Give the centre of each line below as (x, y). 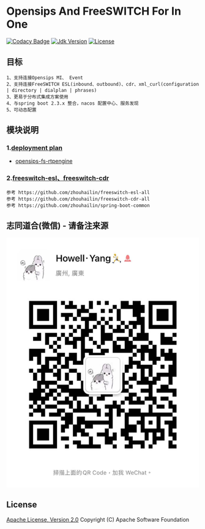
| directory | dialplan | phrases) (52, 90)
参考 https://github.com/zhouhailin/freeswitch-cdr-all (78, 199)
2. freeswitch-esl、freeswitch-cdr (58, 178)
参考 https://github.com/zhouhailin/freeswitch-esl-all (78, 192)
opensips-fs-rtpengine (44, 161)
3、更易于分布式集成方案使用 (37, 97)
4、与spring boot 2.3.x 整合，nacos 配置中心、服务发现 (73, 103)
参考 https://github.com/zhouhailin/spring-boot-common (78, 205)
